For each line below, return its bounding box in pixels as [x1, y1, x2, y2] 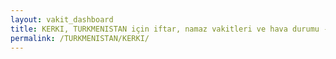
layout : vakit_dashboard [10, 14, 114, 25]
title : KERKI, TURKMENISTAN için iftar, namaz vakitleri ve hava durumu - [10, 24, 329, 34]
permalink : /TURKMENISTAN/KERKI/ [10, 33, 150, 43]
